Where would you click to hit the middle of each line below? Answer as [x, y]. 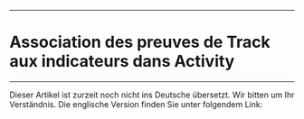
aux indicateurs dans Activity [122, 62]
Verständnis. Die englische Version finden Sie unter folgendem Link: [136, 104]
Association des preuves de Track [140, 42]
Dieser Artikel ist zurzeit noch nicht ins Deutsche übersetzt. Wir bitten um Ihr [152, 95]
